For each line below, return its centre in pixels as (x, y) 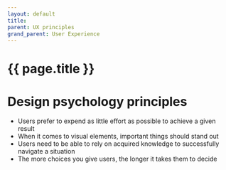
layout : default (31, 14)
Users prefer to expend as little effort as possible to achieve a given (117, 121)
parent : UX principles (41, 27)
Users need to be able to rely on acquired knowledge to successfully (118, 144)
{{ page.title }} (51, 69)
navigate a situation (46, 152)
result (26, 129)
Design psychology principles (97, 101)
